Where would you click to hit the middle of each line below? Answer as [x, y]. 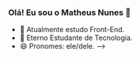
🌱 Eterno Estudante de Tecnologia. [76, 38]
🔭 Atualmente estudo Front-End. [72, 30]
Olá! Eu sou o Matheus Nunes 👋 [70, 13]
